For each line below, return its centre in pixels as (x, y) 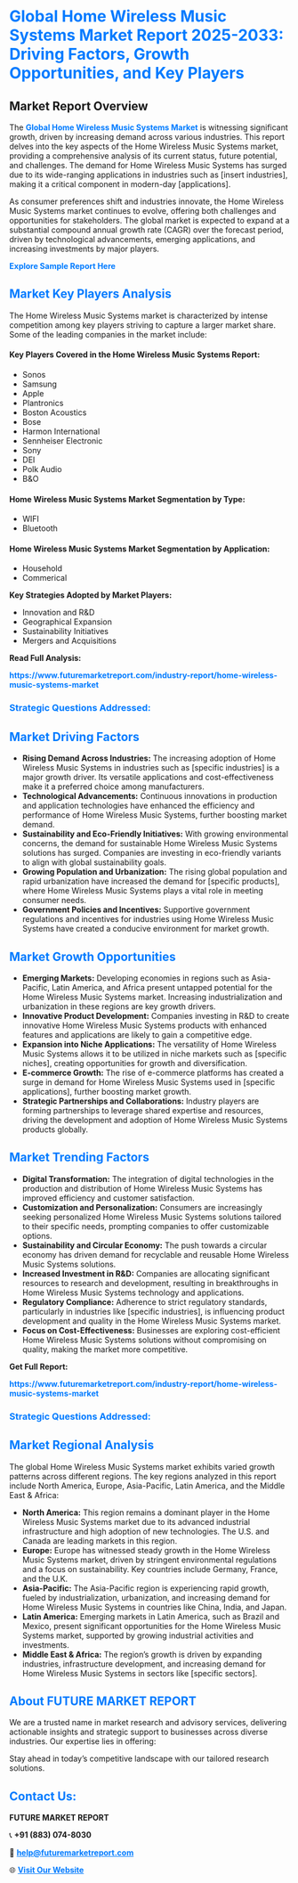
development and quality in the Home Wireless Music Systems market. (152, 1321)
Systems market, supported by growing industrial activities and (137, 1635)
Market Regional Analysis (82, 1445)
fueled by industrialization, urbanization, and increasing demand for (146, 1597)
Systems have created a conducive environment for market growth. (145, 929)
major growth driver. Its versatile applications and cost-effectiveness (148, 778)
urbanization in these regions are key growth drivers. (119, 1006)
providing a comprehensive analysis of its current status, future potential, (143, 156)
